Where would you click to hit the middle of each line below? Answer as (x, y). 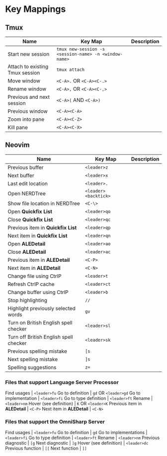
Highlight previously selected (42, 308)
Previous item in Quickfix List (42, 228)
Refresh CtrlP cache (31, 284)
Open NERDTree (27, 193)
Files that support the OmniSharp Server (55, 422)
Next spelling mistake (33, 359)
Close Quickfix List (30, 220)
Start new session (29, 54)
